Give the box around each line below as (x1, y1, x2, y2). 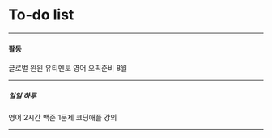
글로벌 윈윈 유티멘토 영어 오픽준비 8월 (8, 63, 128, 73)
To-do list (8, 6, 74, 24)
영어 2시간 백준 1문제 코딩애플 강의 (8, 113, 117, 123)
